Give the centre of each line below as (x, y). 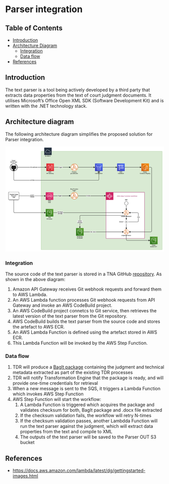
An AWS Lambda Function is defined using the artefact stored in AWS (85, 332)
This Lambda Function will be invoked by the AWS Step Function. (80, 343)
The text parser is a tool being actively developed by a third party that (78, 90)
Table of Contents (34, 28)
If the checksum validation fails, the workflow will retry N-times (86, 416)
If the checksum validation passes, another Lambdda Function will (89, 421)
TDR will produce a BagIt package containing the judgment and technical (88, 367)
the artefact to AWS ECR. (39, 327)
